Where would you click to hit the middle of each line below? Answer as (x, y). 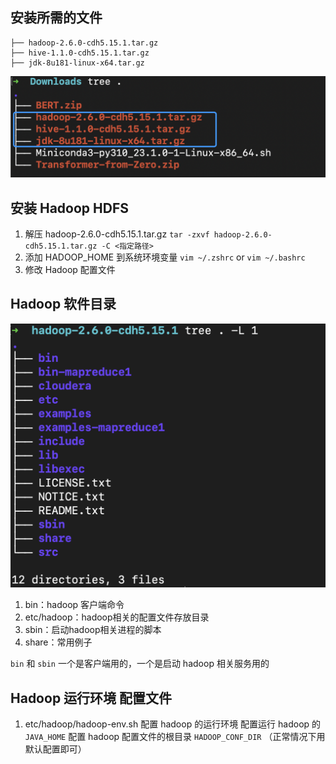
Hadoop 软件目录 (63, 304)
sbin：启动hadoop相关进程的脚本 (93, 630)
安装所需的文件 (56, 18)
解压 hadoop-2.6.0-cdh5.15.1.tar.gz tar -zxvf (117, 234)
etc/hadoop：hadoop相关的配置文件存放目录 (117, 617)
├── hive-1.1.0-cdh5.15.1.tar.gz (80, 53)
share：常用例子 (58, 642)
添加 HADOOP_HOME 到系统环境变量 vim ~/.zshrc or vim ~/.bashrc (165, 257)
